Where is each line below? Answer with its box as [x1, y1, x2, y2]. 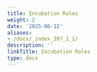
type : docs [7, 55, 39, 62]
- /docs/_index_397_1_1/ [7, 36, 78, 43]
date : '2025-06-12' [7, 23, 63, 29]
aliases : [7, 29, 32, 36]
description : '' [7, 42, 54, 49]
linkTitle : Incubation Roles [7, 49, 91, 56]
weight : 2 [7, 16, 36, 23]
